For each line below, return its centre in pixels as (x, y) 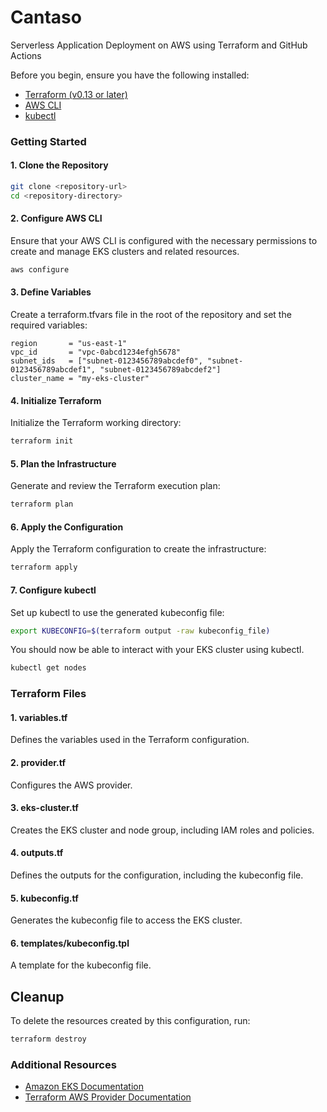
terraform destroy (48, 1039)
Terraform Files (48, 694)
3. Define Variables (51, 292)
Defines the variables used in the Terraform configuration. (130, 740)
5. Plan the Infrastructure (63, 463)
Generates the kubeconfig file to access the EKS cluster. (126, 920)
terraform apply (44, 567)
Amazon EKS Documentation (84, 1087)
